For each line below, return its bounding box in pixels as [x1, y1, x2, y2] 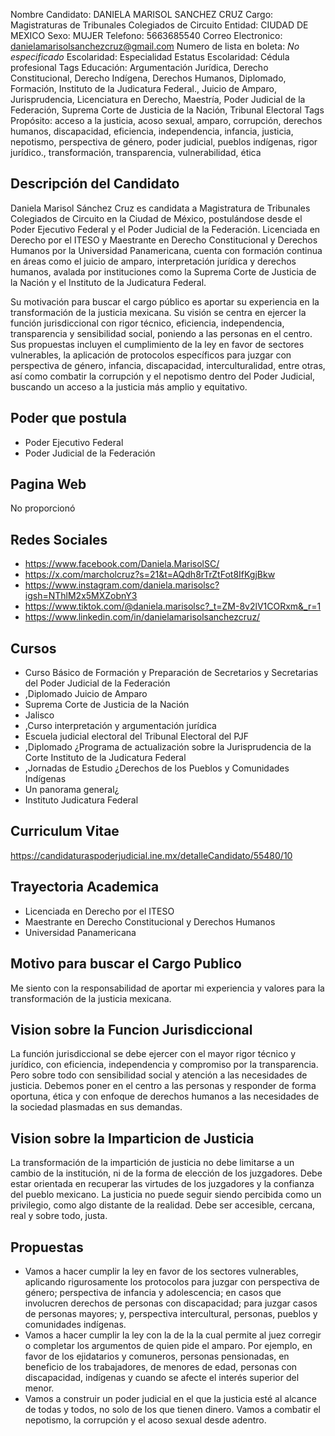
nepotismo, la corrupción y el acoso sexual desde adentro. [24, 1414, 267, 1426]
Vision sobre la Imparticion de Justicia [10, 1130, 255, 1147]
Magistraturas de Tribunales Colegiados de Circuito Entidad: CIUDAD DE [10, 19, 309, 31]
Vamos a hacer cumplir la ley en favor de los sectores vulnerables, [24, 1265, 299, 1277]
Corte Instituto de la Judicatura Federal [24, 752, 187, 764]
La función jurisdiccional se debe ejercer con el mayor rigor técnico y [10, 1048, 297, 1060]
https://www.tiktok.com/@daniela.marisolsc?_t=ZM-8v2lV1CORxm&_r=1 [24, 600, 322, 613]
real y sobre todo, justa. [10, 1210, 108, 1222]
